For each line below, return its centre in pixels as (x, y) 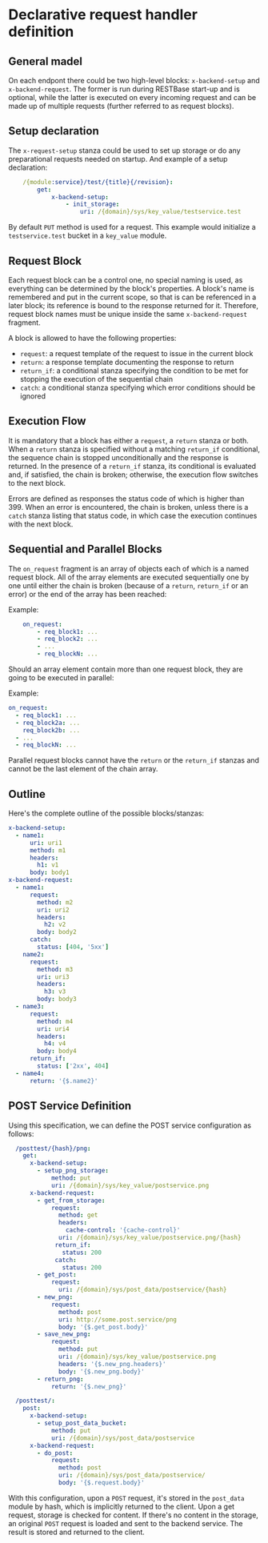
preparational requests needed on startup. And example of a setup (118, 158)
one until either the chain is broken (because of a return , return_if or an (128, 585)
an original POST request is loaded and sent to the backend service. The (126, 1523)
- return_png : (60, 1379)
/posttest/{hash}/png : (53, 1148)
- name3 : (30, 1007)
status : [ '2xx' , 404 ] (73, 1066)
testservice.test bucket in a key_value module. (88, 236)
